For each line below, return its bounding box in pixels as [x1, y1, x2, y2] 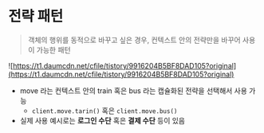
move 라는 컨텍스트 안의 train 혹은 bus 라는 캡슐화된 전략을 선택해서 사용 [19, 85, 247, 96]
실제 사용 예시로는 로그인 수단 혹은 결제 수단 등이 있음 [19, 115, 186, 125]
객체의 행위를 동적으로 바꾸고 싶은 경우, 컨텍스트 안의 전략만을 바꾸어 [27, 35, 241, 45]
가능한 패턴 [36, 45, 71, 54]
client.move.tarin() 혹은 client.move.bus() [31, 105, 178, 115]
